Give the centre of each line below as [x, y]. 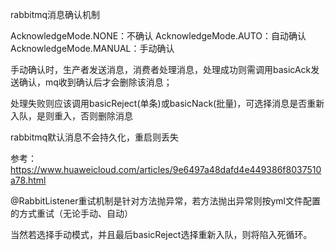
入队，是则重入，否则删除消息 [71, 116]
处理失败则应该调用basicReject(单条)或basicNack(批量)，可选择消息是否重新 [167, 103]
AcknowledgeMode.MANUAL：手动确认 [92, 48]
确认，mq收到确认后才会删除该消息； [95, 82]
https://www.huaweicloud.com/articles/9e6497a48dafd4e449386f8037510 [166, 169]
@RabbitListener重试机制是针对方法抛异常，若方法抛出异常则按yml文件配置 [165, 201]
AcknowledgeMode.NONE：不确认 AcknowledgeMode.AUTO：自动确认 [158, 36]
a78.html [28, 180]
